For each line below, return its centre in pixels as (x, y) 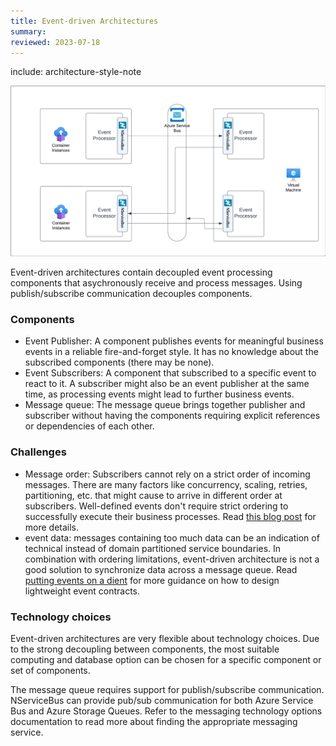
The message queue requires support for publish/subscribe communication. (167, 689)
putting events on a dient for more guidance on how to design (152, 580)
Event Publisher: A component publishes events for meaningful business (174, 341)
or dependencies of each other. (89, 426)
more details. (52, 527)
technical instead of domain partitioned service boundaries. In (153, 548)
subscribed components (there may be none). (119, 362)
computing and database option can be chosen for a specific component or (166, 659)
